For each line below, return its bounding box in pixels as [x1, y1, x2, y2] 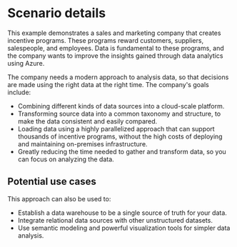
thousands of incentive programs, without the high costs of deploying [17, 132, 223, 141]
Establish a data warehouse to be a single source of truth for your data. [17, 208, 227, 217]
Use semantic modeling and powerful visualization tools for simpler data [17, 223, 231, 232]
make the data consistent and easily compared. [17, 116, 158, 126]
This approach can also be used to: [7, 194, 111, 203]
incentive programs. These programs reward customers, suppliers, [7, 36, 204, 44]
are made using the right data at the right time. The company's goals [7, 80, 209, 89]
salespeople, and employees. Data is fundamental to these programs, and [7, 44, 225, 52]
